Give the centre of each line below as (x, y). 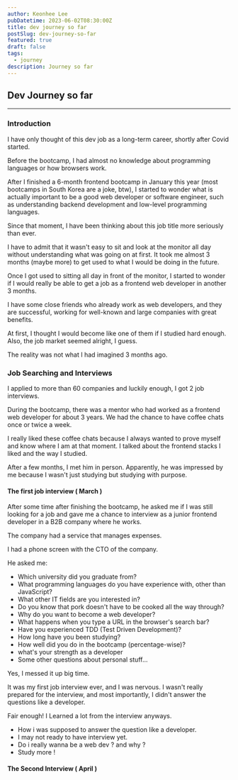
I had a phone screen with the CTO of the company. (83, 550)
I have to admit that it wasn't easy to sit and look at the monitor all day (109, 247)
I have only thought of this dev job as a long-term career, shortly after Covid (118, 139)
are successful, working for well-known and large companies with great (112, 312)
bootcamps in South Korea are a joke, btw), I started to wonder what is (110, 189)
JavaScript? (35, 592)
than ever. (22, 233)
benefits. (20, 319)
